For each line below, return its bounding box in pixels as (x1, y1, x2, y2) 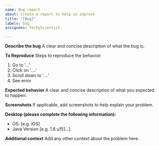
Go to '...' (12, 62, 30, 68)
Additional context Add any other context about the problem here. (5, 136, 139, 142)
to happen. (5, 93, 27, 98)
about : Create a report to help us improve (5, 12, 95, 17)
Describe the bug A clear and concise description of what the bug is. (5, 43, 145, 49)
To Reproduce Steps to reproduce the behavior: (5, 52, 102, 59)
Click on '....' (12, 67, 37, 73)
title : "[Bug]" (5, 16, 36, 21)
